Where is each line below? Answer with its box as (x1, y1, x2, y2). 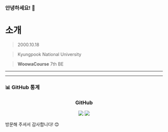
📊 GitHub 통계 (5, 83, 40, 90)
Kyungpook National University (17, 51, 81, 57)
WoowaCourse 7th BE (17, 61, 64, 67)
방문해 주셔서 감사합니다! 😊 (5, 121, 59, 127)
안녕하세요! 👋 (5, 4, 35, 11)
